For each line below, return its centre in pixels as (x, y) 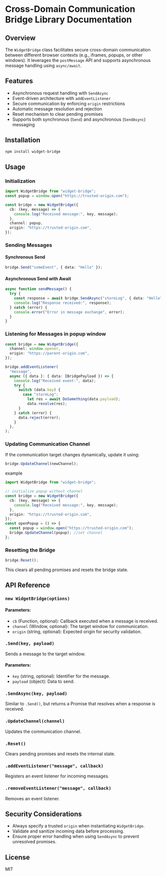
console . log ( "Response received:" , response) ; (63, 303)
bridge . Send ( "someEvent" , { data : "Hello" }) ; (54, 268)
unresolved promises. (34, 842)
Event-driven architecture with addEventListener (62, 98)
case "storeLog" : (41, 394)
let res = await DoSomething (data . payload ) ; (74, 399)
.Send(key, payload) (30, 644)
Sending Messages (29, 245)
